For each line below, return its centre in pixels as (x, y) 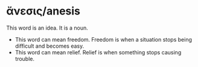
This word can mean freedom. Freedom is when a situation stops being (103, 39)
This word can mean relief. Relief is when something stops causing (98, 52)
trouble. (25, 59)
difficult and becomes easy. (49, 46)
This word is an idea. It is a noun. (47, 28)
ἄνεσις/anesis (43, 11)
